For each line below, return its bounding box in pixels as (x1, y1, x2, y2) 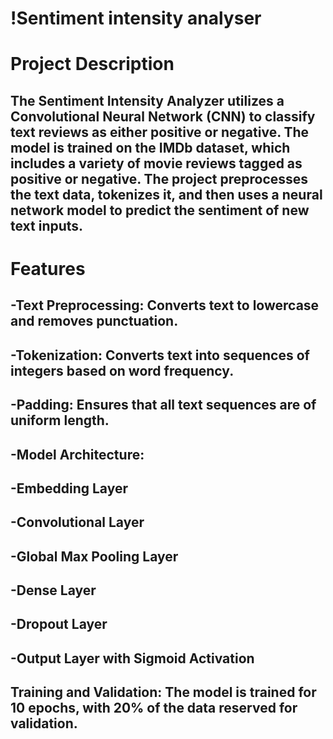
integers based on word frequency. (10, 362, 235, 379)
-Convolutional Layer (10, 514, 145, 531)
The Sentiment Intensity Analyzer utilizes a (10, 92, 285, 109)
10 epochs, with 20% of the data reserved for (10, 700, 298, 717)
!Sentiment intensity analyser (10, 7, 262, 30)
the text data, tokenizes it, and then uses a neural (10, 186, 323, 203)
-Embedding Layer (10, 480, 129, 497)
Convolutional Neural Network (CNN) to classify (10, 108, 316, 125)
